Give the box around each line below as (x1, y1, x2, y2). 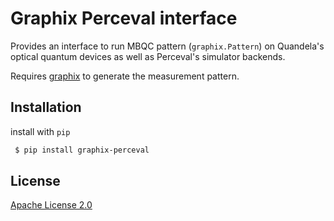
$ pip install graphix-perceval (14, 145, 150, 155)
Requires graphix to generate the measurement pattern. (10, 70, 240, 82)
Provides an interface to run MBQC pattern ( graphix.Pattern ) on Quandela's (10, 40, 325, 52)
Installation (10, 99, 82, 116)
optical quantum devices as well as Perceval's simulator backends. (10, 50, 286, 62)
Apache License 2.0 (10, 199, 93, 211)
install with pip (10, 125, 71, 137)
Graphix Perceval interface (10, 7, 238, 30)
